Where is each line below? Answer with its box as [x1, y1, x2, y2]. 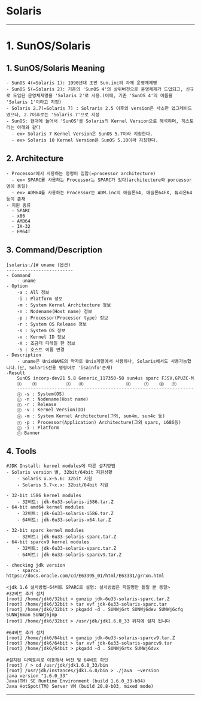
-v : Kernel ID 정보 [17, 334, 66, 340]
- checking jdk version [6, 562, 66, 568]
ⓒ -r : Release [17, 401, 57, 407]
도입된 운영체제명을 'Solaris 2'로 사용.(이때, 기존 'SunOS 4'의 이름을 [13, 92, 173, 98]
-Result [6, 370, 26, 376]
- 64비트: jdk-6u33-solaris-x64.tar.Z [17, 517, 111, 523]
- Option [6, 283, 28, 289]
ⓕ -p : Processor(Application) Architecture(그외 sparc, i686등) [17, 419, 181, 425]
